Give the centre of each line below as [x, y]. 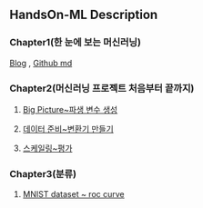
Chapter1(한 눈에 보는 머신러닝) [75, 43]
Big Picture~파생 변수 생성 [70, 109]
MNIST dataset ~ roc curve [73, 194]
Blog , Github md [41, 63]
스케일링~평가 [47, 148]
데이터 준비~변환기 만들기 [68, 129]
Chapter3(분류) [43, 173]
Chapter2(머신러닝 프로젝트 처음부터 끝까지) [102, 88]
